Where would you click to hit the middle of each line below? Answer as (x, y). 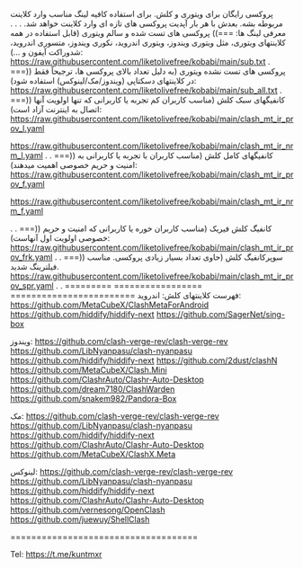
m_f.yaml (27, 211)
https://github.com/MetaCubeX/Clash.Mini (89, 370)
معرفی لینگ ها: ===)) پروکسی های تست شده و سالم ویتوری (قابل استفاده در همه (148, 33)
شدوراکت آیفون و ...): (47, 52)
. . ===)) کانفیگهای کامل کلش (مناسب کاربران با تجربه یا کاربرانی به (159, 155)
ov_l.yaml (27, 129)
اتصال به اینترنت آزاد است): (56, 109)
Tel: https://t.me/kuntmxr (56, 554)
